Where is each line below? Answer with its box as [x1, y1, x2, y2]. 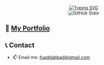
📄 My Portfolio [5, 24, 50, 32]
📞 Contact [5, 41, 35, 49]
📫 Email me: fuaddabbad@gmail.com [12, 54, 91, 61]
